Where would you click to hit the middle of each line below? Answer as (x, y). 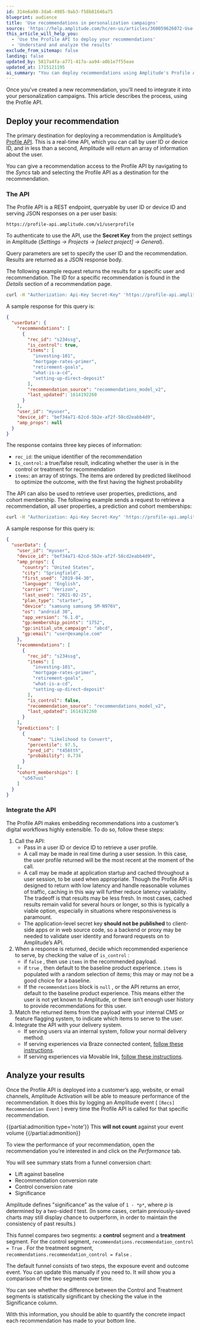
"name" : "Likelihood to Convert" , (70, 739)
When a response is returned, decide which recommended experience (101, 949)
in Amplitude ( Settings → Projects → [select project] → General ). (85, 242)
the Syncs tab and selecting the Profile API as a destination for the (87, 172)
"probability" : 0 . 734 (54, 756)
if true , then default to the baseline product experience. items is (103, 968)
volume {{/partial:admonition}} (43, 1133)
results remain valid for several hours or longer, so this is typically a (106, 904)
